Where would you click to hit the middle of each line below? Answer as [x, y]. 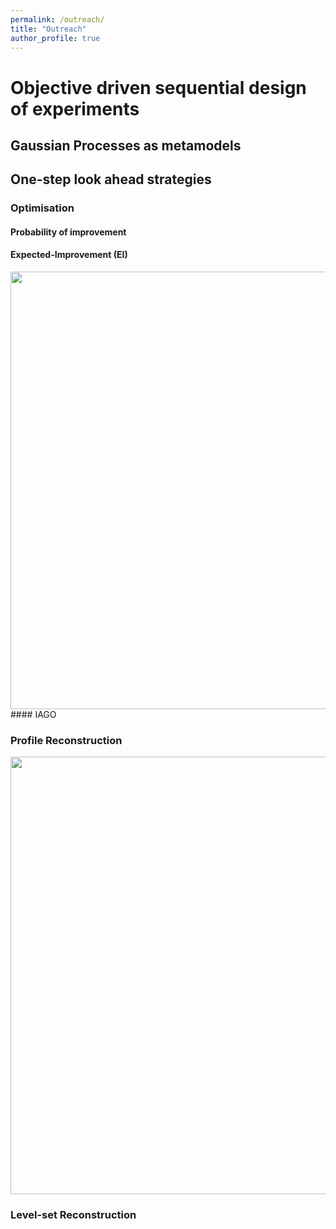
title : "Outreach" [48, 29]
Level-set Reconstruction [73, 1215]
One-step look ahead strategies [111, 179]
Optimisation [42, 208]
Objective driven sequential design [158, 87]
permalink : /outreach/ [57, 19]
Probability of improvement [68, 232]
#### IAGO [33, 715]
